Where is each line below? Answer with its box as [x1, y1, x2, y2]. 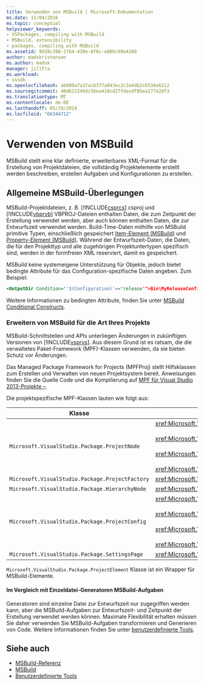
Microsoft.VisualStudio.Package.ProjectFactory [9, 476, 150, 483]
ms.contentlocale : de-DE [6, 99, 69, 105]
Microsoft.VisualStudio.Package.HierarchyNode [9, 485, 147, 493]
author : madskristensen [6, 54, 67, 60]
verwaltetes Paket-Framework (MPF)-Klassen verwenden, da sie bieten [6, 345, 185, 353]
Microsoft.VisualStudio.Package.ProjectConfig [9, 518, 147, 525]
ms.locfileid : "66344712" [6, 111, 72, 117]
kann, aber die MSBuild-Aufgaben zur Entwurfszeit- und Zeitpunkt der [6, 606, 182, 614]
